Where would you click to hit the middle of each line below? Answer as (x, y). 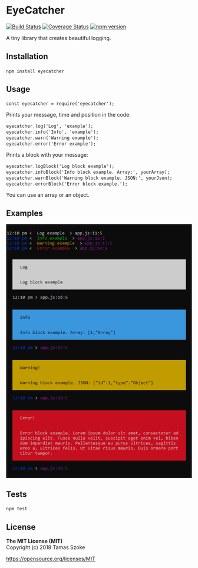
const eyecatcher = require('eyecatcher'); (60, 104)
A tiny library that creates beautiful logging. (59, 38)
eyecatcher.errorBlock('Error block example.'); (67, 184)
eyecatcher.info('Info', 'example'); (52, 132)
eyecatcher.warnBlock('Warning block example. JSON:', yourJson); (89, 178)
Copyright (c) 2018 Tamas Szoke (46, 547)
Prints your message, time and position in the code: (69, 114)
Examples (24, 213)
